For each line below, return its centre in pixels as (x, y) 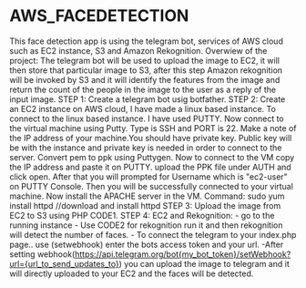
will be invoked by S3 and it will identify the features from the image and (145, 79)
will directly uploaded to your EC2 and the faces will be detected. (132, 273)
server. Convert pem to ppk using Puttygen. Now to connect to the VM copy (152, 157)
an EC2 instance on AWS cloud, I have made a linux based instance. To (143, 108)
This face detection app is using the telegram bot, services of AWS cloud (147, 41)
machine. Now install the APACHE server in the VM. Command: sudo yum (147, 196)
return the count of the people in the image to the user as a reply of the (143, 89)
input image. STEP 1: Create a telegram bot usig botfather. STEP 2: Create (148, 99)
